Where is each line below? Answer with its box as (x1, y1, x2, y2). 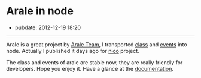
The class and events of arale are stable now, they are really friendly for (6, 58, 183, 66)
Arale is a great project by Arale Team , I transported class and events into (6, 40, 187, 48)
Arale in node (6, 4, 74, 18)
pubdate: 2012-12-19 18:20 (14, 24, 81, 31)
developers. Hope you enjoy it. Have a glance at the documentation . (6, 65, 173, 72)
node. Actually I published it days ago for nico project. (6, 47, 139, 54)
